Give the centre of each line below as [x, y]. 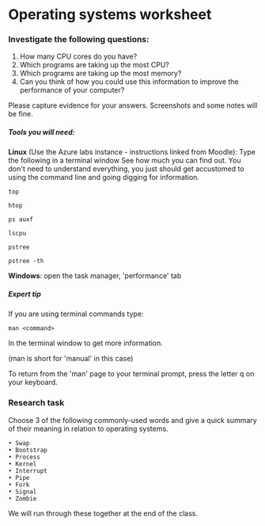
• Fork [19, 485]
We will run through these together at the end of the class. [103, 513]
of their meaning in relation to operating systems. [88, 429]
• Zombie [23, 498]
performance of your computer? [72, 90]
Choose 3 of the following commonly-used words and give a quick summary [132, 420]
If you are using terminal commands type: [76, 314]
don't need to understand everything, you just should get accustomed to [126, 169]
